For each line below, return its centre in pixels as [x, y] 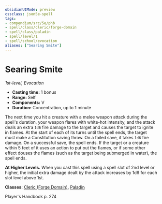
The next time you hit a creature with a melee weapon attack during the [76, 117]
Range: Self [24, 97]
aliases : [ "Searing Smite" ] [33, 45]
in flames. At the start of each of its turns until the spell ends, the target [76, 132]
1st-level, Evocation [24, 83]
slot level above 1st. [25, 177]
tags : [10, 18]
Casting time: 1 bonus [34, 92]
